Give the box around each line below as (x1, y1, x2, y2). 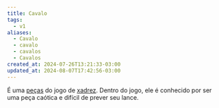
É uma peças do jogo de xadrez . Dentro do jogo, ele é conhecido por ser (7, 86, 212, 94)
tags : (7, 16, 23, 23)
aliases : (7, 29, 32, 36)
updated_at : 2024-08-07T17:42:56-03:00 (7, 67, 121, 74)
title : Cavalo (7, 10, 48, 17)
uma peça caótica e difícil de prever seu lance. (7, 93, 139, 101)
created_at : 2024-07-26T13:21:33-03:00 (7, 61, 121, 68)
